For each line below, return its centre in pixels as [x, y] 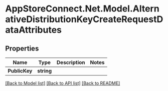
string [45, 71]
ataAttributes [33, 30]
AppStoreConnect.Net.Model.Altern [82, 9]
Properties [22, 48]
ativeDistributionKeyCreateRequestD [84, 19]
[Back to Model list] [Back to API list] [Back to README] [63, 83]
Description [71, 62]
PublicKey [20, 71]
